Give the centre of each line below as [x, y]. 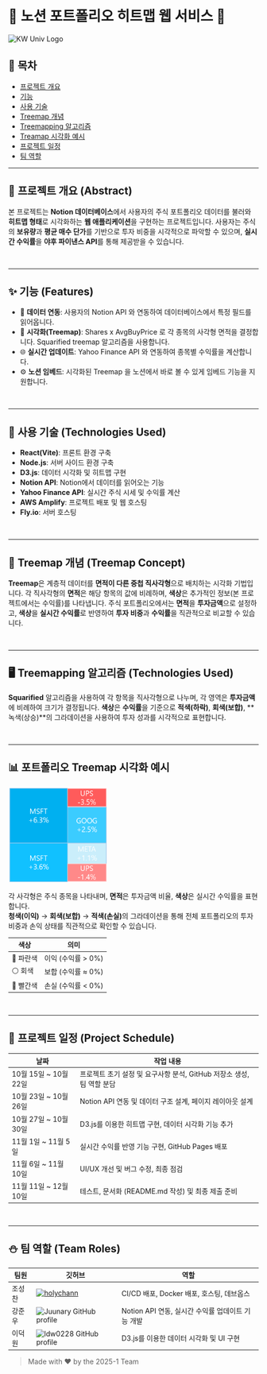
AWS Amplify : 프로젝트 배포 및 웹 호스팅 [83, 502]
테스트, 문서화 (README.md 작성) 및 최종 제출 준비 [159, 1191]
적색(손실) [106, 915]
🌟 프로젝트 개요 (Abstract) [70, 191]
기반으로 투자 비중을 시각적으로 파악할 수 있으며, [168, 231]
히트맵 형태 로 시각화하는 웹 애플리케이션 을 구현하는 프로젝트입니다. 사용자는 [125, 221]
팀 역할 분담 [98, 1084]
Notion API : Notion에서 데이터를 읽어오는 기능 [92, 482]
